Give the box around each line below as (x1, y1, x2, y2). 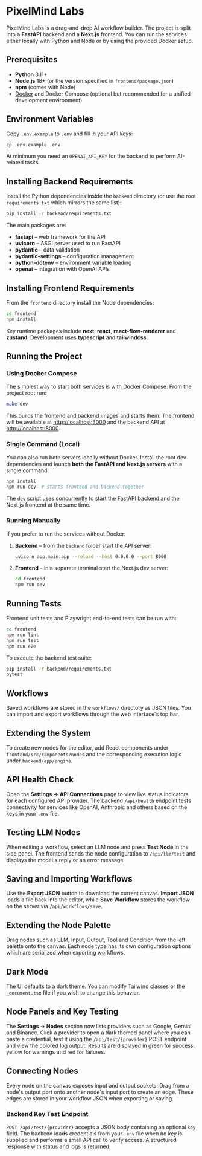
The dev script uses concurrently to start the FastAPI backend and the (6, 495, 180, 502)
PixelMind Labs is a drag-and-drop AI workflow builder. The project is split (6, 24, 191, 31)
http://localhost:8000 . (6, 425, 60, 432)
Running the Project (6, 351, 83, 362)
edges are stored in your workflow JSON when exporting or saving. (6, 1094, 174, 1102)
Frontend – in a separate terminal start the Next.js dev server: (14, 564, 169, 572)
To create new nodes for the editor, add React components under (6, 744, 169, 751)
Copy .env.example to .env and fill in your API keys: (6, 130, 133, 137)
